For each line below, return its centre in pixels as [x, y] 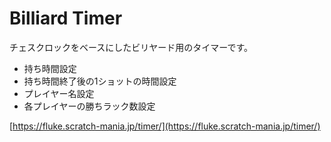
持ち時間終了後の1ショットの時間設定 [100, 81]
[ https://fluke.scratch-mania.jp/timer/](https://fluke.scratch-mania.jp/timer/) [165, 126]
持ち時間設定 [50, 68]
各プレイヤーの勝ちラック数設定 [89, 106]
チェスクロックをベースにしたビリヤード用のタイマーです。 [131, 47]
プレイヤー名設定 [59, 93]
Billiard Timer [66, 18]
